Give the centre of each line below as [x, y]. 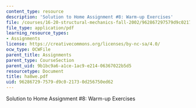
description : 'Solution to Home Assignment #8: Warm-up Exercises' [90, 17]
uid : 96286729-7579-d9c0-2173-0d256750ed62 [60, 82]
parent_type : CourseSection [40, 60]
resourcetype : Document [35, 71]
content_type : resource [35, 11]
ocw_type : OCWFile [28, 50]
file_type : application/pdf [40, 28]
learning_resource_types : [37, 33]
